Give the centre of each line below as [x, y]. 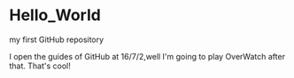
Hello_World [55, 15]
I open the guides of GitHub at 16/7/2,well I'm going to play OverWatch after [147, 56]
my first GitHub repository [57, 39]
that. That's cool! [40, 66]
